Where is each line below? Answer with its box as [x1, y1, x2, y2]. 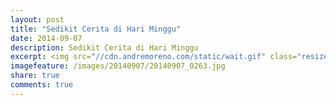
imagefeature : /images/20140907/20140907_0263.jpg [10, 61, 226, 71]
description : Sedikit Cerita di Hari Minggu [10, 42, 199, 53]
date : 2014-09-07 [10, 33, 83, 43]
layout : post [10, 14, 65, 25]
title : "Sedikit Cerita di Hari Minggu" [10, 24, 182, 34]
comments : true [10, 80, 74, 90]
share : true [10, 71, 60, 81]
